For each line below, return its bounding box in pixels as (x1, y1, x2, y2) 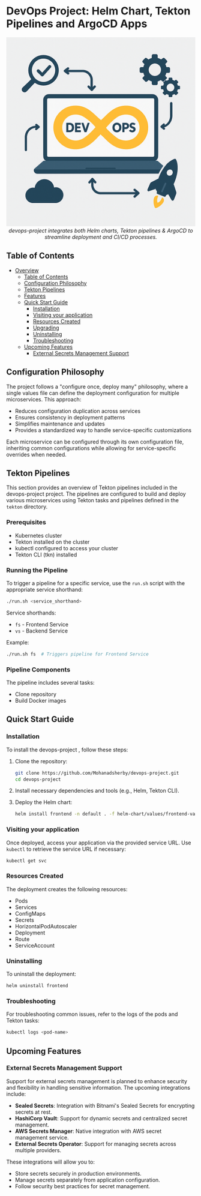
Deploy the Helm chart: (14, 799, 73, 806)
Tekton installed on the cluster (14, 538, 90, 545)
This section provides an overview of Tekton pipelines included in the (6, 484, 178, 491)
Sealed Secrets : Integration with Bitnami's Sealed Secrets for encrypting (14, 1102, 195, 1109)
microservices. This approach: (6, 395, 82, 403)
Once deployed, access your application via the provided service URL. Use (6, 839, 191, 846)
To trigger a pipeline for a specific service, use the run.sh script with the (6, 579, 185, 586)
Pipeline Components (6, 665, 71, 673)
